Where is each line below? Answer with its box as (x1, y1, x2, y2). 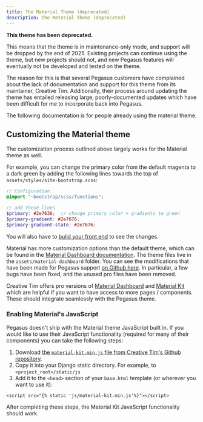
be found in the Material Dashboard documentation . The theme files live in (6, 251, 192, 258)
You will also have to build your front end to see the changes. (6, 233, 159, 240)
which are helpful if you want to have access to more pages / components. (6, 288, 193, 296)
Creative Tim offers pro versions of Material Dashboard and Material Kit (6, 282, 185, 289)
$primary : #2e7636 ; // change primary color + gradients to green (6, 210, 181, 216)
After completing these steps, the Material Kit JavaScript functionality (6, 403, 180, 410)
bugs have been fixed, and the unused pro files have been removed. (6, 270, 177, 277)
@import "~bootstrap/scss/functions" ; (6, 194, 104, 200)
